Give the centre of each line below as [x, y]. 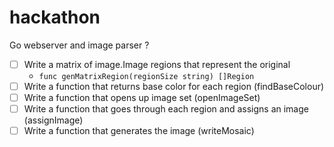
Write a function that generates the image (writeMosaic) [139, 131]
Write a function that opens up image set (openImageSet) [142, 98]
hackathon [55, 17]
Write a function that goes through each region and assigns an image [166, 109]
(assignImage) [53, 120]
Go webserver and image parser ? [79, 45]
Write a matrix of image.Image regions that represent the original [157, 64]
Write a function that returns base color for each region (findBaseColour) [174, 86]
